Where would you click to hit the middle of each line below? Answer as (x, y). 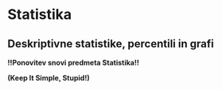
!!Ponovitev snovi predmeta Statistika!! (74, 62)
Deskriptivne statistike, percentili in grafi (111, 44)
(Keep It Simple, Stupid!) (49, 78)
